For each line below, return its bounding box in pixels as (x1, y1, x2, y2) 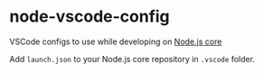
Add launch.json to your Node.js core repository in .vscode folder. (9, 53, 256, 64)
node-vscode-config (9, 6, 170, 27)
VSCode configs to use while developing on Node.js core (9, 36, 222, 47)
